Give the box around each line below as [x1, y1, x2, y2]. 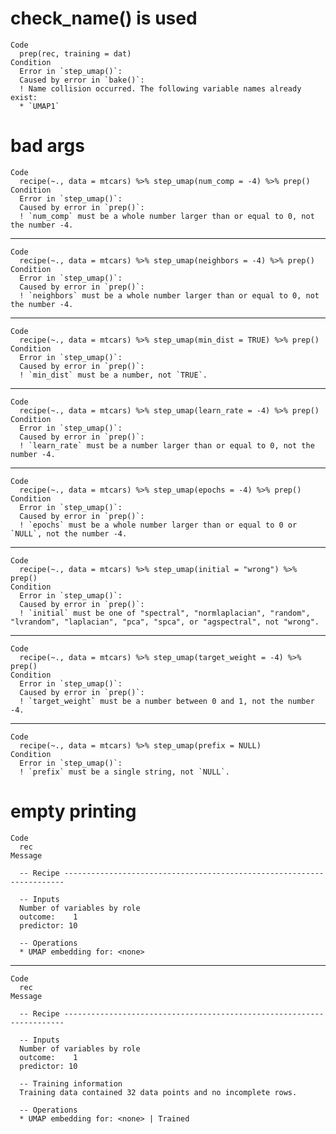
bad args [10, 135, 85, 157]
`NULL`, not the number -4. [10, 528, 128, 539]
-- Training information [19, 1078, 123, 1089]
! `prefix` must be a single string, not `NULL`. [19, 767, 230, 777]
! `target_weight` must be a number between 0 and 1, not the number [19, 696, 315, 706]
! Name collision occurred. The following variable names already [19, 83, 302, 94]
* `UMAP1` [19, 101, 60, 111]
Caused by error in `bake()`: [19, 75, 145, 85]
